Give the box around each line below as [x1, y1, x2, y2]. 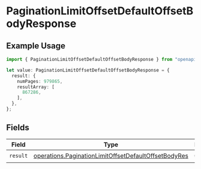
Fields [6, 122, 30, 133]
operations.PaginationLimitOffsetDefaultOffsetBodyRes [33, 152, 188, 160]
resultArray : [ [17, 84, 55, 90]
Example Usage [6, 41, 66, 51]
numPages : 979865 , [17, 78, 63, 84]
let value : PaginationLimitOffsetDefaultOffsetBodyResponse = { [6, 67, 170, 73]
